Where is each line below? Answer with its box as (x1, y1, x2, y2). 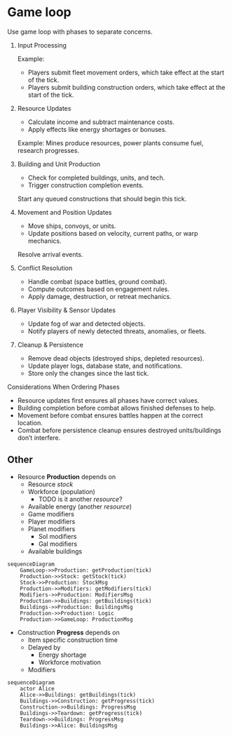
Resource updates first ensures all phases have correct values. (17, 396, 200, 404)
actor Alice (20, 685, 55, 692)
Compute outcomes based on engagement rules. (27, 285, 170, 293)
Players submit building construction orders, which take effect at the (27, 83, 226, 91)
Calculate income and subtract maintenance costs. (27, 117, 175, 126)
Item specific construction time (27, 636, 118, 644)
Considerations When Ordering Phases (7, 382, 121, 391)
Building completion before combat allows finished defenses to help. (17, 403, 216, 412)
